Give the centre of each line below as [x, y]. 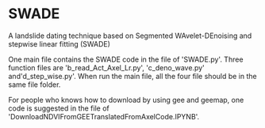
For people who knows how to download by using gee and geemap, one [126, 100]
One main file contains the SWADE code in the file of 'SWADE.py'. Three [126, 59]
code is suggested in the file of [59, 108]
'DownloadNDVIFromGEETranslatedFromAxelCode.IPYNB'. [104, 116]
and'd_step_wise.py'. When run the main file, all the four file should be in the [132, 76]
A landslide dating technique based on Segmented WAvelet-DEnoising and [130, 36]
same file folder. [35, 85]
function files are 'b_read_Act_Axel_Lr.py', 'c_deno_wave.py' [106, 67]
